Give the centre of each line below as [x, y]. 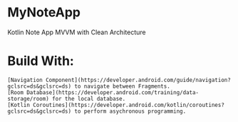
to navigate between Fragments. [123, 86]
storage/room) [29, 98]
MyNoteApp [44, 12]
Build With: [41, 61]
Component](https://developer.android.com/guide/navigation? [138, 80]
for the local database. [89, 98]
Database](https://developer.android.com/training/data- [113, 92]
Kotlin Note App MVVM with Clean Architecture [77, 32]
